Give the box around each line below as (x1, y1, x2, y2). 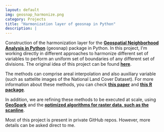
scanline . (5, 107, 25, 113)
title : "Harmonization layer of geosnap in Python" (5, 21, 116, 27)
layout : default (5, 7, 39, 13)
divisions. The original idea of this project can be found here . (5, 61, 132, 67)
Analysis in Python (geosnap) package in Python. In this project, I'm (5, 45, 147, 51)
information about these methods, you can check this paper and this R (5, 81, 152, 88)
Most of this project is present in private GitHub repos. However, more (5, 117, 150, 123)
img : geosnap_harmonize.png (5, 12, 64, 17)
